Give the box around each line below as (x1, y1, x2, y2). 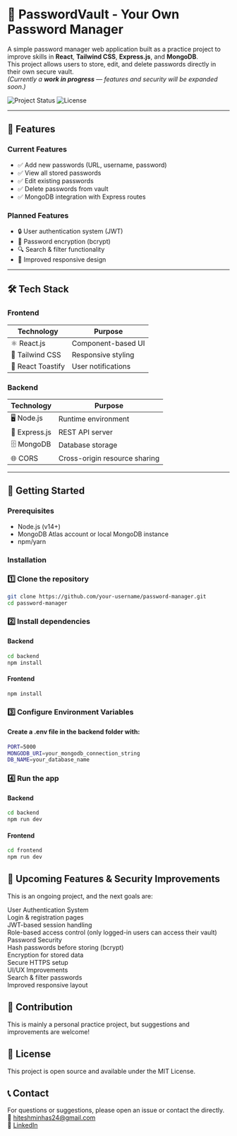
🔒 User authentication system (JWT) (17, 226, 123, 236)
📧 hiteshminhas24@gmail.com (7, 1113, 96, 1122)
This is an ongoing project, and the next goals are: (7, 891, 153, 900)
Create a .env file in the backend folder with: (7, 728, 140, 736)
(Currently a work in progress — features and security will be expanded (7, 74, 218, 83)
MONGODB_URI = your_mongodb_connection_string (7, 750, 140, 757)
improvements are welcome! (7, 1027, 90, 1036)
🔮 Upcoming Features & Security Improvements (7, 873, 220, 885)
